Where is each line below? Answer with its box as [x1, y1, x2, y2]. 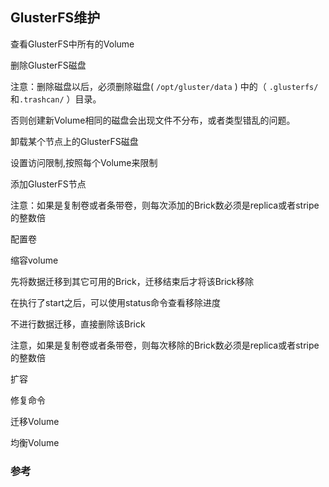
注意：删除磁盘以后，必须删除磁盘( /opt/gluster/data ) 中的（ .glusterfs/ [10, 80, 319, 92]
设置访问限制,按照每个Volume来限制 [10, 156, 158, 168]
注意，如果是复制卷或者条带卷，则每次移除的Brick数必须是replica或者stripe [10, 339, 320, 351]
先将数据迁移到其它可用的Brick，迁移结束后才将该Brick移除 [10, 275, 255, 287]
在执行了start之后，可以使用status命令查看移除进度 [10, 296, 222, 308]
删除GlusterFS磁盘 [10, 59, 87, 71]
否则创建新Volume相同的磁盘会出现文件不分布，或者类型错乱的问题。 [10, 114, 296, 126]
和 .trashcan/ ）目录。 [10, 93, 102, 105]
